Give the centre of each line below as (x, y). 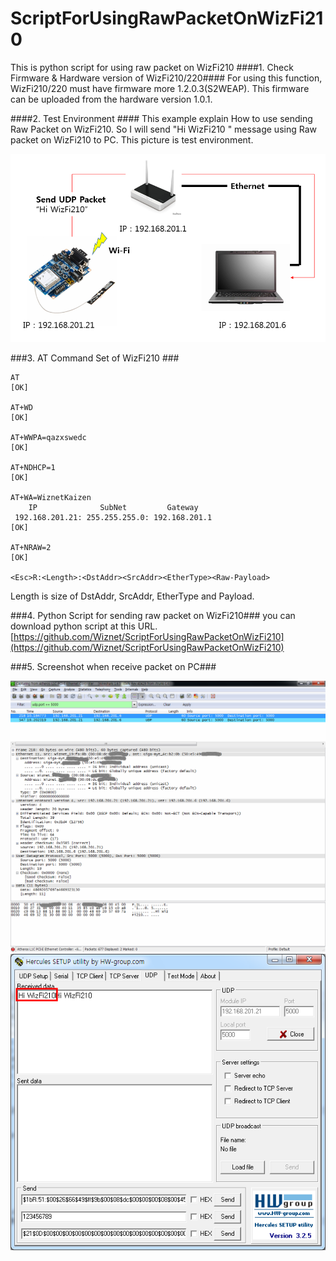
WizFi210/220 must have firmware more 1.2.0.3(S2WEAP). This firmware (160, 88)
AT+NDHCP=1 (33, 467)
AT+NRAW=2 (31, 547)
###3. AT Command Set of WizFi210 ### (95, 358)
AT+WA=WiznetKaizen (51, 497)
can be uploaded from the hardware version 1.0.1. (111, 99)
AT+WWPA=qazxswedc (48, 437)
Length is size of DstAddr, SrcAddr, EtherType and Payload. (132, 596)
